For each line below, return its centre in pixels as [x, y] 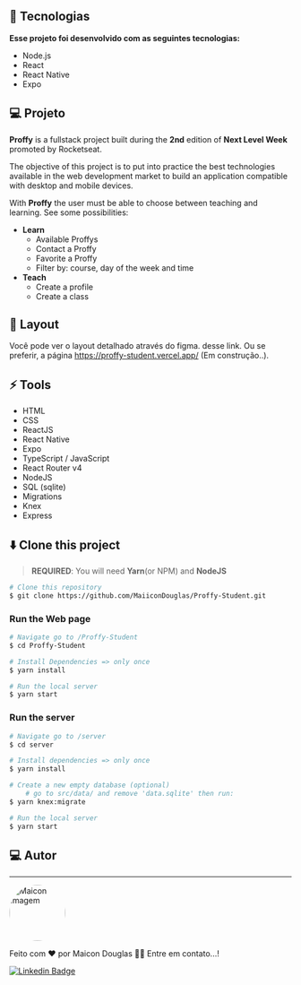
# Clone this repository [56, 588]
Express [37, 515]
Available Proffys [67, 239]
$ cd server [31, 745]
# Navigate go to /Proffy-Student [74, 637]
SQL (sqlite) [44, 487]
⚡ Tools [30, 385]
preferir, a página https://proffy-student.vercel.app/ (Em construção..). [139, 356]
